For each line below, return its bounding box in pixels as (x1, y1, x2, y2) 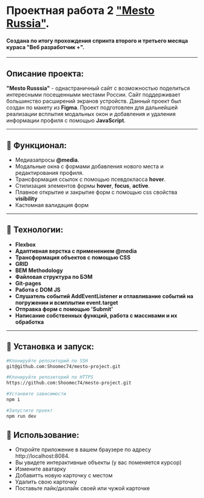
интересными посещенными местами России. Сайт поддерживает (6, 91, 181, 98)
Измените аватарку (15, 465, 67, 472)
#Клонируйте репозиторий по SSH (6, 358, 88, 364)
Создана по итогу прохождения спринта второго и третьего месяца (6, 37, 188, 44)
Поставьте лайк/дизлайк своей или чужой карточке (15, 485, 150, 492)
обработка (15, 318, 44, 326)
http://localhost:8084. (15, 452, 70, 460)
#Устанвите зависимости (6, 391, 67, 397)
